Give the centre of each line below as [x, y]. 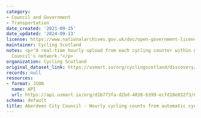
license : [17, 39]
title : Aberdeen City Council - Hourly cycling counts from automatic [96, 106]
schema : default [26, 100]
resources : [20, 78]
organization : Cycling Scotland [46, 61]
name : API [24, 89]
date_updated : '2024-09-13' [41, 34]
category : [19, 12]
